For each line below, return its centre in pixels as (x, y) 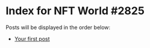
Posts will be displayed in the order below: (58, 27)
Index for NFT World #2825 (75, 11)
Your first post (32, 39)
